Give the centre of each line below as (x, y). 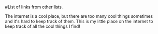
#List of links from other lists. (34, 7)
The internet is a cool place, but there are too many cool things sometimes (79, 16)
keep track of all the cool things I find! (43, 26)
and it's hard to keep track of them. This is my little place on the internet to (79, 21)
